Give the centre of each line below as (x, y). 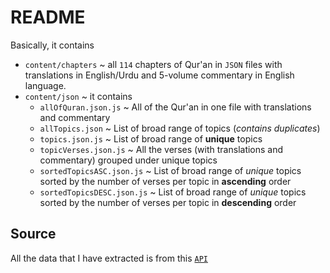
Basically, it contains (52, 45)
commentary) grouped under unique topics (128, 160)
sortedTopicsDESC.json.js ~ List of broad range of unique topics (173, 192)
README (48, 17)
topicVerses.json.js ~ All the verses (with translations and (161, 149)
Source (33, 234)
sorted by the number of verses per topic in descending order (168, 202)
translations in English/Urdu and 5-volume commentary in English (159, 75)
